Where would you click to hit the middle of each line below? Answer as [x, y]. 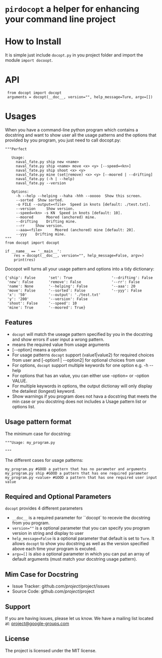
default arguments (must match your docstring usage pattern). [74, 559]
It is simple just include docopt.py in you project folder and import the [74, 55]
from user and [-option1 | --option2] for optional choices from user [79, 360]
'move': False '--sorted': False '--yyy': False [74, 291]
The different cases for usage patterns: [44, 460]
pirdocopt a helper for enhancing [72, 9]
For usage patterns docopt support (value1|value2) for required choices [83, 355]
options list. [24, 406]
